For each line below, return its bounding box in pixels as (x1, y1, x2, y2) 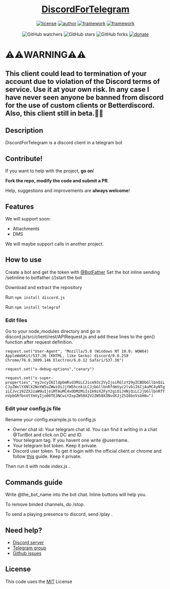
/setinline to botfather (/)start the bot (5, 274, 82, 281)
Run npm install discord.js (5, 294, 65, 300)
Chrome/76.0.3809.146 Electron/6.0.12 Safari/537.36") (5, 358, 124, 363)
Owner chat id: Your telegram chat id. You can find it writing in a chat (12, 426, 157, 432)
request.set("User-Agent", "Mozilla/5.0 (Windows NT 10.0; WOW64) (5, 349, 149, 354)
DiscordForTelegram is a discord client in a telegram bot (5, 140, 123, 146)
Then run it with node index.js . (5, 463, 70, 470)
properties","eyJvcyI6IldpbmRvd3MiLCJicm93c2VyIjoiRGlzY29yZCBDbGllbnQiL (5, 380, 165, 385)
